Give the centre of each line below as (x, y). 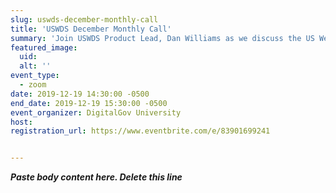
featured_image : (44, 47)
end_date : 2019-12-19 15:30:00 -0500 (89, 103)
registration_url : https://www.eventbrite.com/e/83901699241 (140, 131)
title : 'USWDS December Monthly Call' (91, 29)
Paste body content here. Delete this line (96, 177)
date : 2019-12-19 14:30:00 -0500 (80, 94)
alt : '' (35, 66)
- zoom (33, 85)
